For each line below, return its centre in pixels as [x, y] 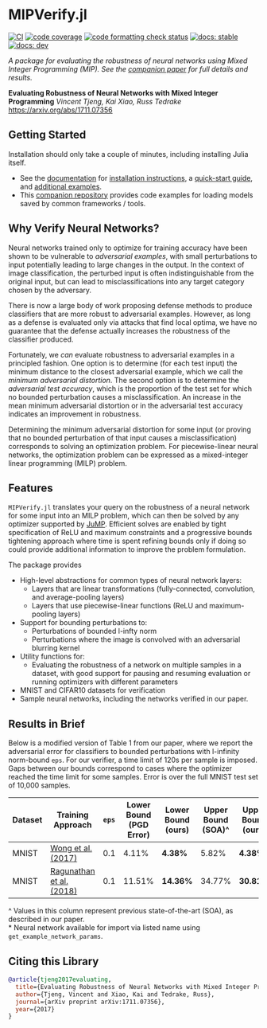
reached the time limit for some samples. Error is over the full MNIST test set [133, 777]
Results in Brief [46, 723]
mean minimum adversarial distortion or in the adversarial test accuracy [126, 405]
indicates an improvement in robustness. [75, 414]
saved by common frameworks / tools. [83, 203]
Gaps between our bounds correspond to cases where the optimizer [120, 768]
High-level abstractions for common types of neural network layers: [131, 580]
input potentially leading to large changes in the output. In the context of [126, 264]
